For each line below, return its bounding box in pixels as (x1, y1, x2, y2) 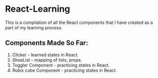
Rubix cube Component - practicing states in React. (12, 67, 117, 73)
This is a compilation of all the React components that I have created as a (5, 19, 153, 25)
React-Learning (5, 3, 70, 15)
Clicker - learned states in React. (12, 52, 79, 58)
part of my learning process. (5, 24, 63, 30)
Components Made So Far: (5, 39, 88, 47)
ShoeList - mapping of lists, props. (12, 57, 82, 63)
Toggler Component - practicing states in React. (12, 62, 110, 68)
